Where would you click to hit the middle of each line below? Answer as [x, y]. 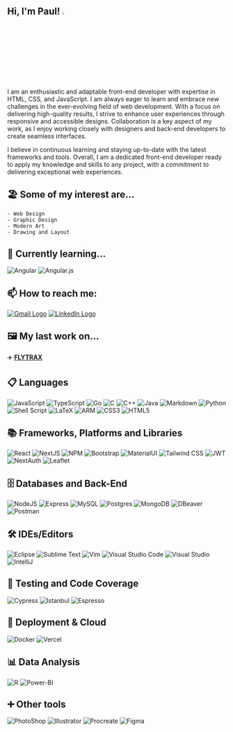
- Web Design [26, 214]
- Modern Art [26, 226]
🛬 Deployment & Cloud [57, 623]
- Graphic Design [32, 220]
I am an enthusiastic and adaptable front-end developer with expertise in [111, 91]
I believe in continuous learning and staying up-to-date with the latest [107, 149]
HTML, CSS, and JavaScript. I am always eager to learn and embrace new [113, 99]
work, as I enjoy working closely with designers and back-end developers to [116, 128]
